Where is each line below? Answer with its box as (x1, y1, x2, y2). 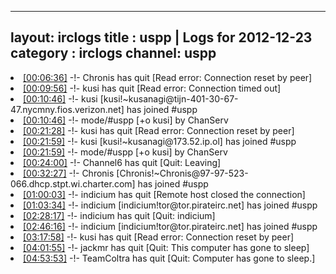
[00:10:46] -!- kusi (23, 92, 98, 105)
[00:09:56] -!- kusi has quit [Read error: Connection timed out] (23, 82, 282, 94)
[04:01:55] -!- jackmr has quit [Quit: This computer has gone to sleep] (23, 241, 310, 253)
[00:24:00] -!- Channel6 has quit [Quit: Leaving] (23, 156, 222, 168)
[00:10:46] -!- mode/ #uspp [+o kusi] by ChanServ (23, 114, 229, 126)
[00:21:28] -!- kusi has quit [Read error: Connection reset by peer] (23, 124, 295, 136)
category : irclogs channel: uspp (10, 45, 217, 62)
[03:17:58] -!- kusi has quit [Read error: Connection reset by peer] (23, 231, 295, 243)
